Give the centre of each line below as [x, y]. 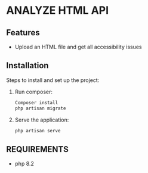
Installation [27, 66]
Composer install [36, 102]
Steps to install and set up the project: [53, 80]
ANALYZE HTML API [58, 10]
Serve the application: [42, 120]
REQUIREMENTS [37, 149]
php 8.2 [24, 164]
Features [23, 33]
